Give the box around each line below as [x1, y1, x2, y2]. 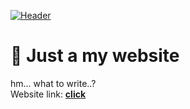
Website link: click [10, 88, 87, 100]
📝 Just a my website [10, 45, 180, 67]
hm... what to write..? [10, 77, 97, 89]
